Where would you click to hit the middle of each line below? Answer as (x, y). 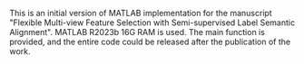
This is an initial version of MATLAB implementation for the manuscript (141, 13)
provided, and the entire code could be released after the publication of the (150, 41)
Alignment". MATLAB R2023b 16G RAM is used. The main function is (137, 32)
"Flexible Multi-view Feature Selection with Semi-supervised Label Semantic (152, 23)
